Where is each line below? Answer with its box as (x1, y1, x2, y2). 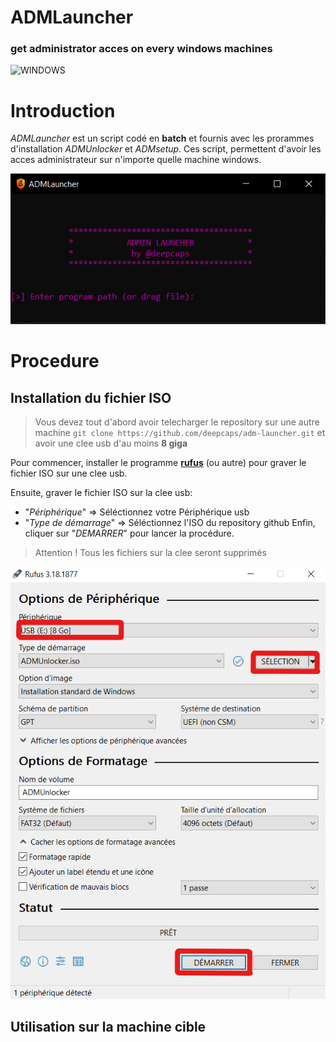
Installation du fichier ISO (10, 389, 172, 406)
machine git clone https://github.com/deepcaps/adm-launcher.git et (34, 427, 326, 439)
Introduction (10, 99, 116, 122)
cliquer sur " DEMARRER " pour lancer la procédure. (24, 527, 235, 540)
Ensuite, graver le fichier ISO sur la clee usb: (10, 487, 193, 499)
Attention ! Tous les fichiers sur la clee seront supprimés (34, 547, 267, 559)
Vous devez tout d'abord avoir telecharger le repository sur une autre (34, 416, 320, 428)
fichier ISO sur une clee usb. (10, 467, 128, 480)
